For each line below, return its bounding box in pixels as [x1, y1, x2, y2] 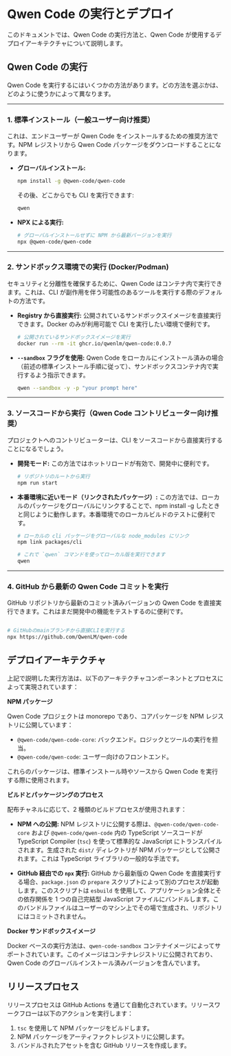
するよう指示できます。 [23, 371, 89, 379]
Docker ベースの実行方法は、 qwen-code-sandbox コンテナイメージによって [7, 941, 215, 950]
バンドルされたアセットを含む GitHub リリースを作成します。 [16, 1041, 190, 1049]
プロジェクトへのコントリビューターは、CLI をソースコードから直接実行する [7, 436, 223, 444]
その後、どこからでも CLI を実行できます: [16, 190, 134, 199]
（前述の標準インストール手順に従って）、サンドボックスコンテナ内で [16, 362, 213, 370]
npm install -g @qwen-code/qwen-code [16, 177, 126, 185]
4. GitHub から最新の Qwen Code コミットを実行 [7, 581, 169, 591]
